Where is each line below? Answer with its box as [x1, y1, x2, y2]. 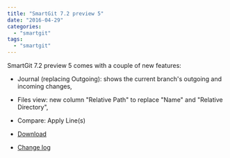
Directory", [17, 103, 49, 111]
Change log [17, 143, 51, 151]
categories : [7, 23, 42, 30]
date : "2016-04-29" [7, 17, 64, 24]
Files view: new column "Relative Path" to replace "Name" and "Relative [17, 96, 224, 104]
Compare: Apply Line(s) [17, 116, 85, 125]
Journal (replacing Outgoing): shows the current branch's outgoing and [17, 75, 222, 83]
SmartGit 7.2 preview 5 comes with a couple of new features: [7, 62, 182, 69]
